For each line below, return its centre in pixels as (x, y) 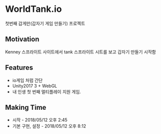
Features (19, 68)
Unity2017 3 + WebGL (35, 86)
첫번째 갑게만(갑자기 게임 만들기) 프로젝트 (45, 23)
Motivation (22, 39)
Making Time (26, 107)
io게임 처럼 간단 (27, 80)
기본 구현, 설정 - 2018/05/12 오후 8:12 (49, 126)
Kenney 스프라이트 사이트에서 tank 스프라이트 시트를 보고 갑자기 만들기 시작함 (80, 52)
